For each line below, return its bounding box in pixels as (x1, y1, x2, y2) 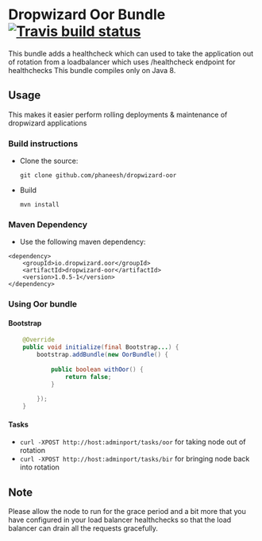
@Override (22, 336, 56, 344)
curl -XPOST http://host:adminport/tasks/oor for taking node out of (19, 437, 246, 446)
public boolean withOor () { (50, 365, 144, 373)
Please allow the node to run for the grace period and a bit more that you (8, 507, 246, 516)
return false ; (64, 373, 112, 381)
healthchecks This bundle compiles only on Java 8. (8, 65, 176, 75)
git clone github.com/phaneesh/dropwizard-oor (19, 172, 177, 180)
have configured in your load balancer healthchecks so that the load (8, 515, 232, 525)
